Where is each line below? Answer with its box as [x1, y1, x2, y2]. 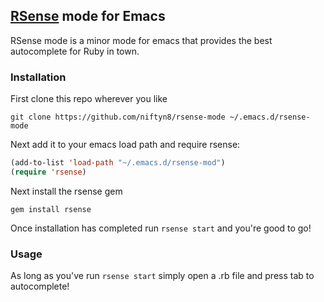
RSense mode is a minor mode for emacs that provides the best [10, 34, 273, 46]
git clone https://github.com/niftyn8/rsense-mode [10, 112, 226, 123]
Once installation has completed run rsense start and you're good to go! [10, 222, 312, 234]
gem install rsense [10, 204, 92, 214]
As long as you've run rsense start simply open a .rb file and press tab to [10, 270, 315, 282]
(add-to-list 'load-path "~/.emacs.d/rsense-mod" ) [10, 158, 226, 168]
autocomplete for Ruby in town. [10, 45, 140, 57]
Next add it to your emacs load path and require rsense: [10, 139, 241, 151]
